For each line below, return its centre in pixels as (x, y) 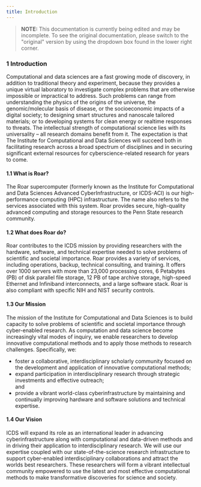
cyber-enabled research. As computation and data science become (90, 330)
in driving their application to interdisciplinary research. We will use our (94, 446)
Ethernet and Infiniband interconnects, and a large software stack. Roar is (97, 284)
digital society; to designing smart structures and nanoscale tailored (90, 115)
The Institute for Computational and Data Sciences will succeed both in (94, 140)
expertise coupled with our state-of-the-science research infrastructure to (98, 452)
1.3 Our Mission (26, 304)
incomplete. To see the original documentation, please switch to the (105, 35)
